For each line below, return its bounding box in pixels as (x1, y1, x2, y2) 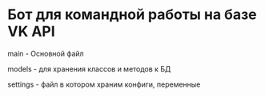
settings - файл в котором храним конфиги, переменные (7, 80, 201, 89)
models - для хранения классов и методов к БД (7, 64, 171, 73)
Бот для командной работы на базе (7, 6, 257, 24)
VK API (7, 22, 55, 41)
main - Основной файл (7, 48, 85, 58)
